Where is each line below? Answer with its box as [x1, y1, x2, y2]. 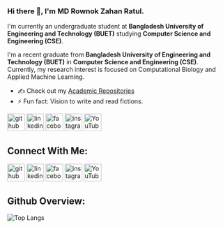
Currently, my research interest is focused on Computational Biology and [7, 66, 216, 74]
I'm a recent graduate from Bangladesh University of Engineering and [7, 50, 211, 59]
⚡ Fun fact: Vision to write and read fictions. [17, 97, 144, 105]
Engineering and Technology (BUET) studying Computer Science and [7, 29, 211, 38]
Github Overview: [7, 195, 86, 207]
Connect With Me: [7, 145, 89, 156]
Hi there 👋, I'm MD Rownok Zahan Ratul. [7, 6, 144, 16]
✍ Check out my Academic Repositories [17, 87, 134, 95]
